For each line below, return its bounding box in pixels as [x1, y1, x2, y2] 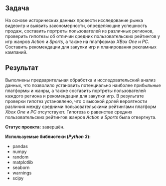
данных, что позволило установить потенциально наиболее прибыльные [5, 82, 161, 88]
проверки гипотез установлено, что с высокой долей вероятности [5, 98, 148, 104]
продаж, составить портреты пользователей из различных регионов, [5, 27, 154, 34]
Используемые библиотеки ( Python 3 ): [5, 133, 91, 139]
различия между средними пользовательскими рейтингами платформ [5, 103, 157, 109]
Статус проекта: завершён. [5, 123, 65, 129]
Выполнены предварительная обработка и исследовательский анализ [5, 77, 156, 83]
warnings [12, 169, 32, 175]
